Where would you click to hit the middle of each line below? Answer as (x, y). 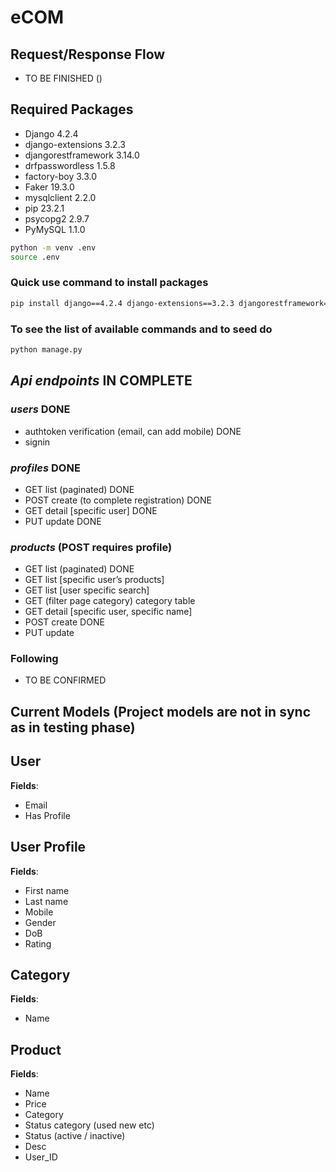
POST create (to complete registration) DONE (118, 500)
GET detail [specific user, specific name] (108, 612)
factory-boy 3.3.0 (61, 176)
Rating (38, 943)
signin (37, 442)
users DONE (40, 409)
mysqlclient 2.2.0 (60, 197)
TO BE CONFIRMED (65, 680)
